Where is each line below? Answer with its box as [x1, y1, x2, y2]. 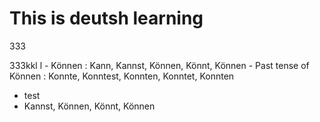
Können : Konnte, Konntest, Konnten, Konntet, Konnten [9, 70, 235, 82]
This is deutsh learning [9, 7, 204, 30]
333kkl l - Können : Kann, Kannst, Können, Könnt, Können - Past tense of [9, 59, 310, 71]
